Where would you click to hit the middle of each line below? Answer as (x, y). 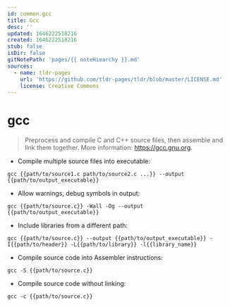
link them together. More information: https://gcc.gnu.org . (108, 148)
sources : (20, 66)
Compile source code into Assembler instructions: (90, 258)
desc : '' (20, 27)
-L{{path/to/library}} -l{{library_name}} (134, 245)
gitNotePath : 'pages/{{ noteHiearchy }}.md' (74, 60)
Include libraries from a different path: (73, 225)
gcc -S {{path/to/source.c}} (50, 271)
